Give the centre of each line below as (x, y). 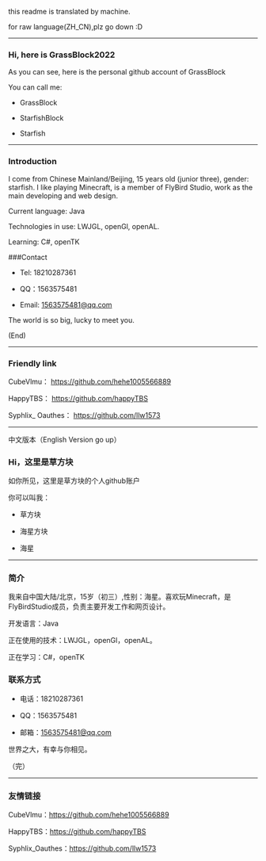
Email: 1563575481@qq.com (66, 304)
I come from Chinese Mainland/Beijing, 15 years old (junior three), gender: (129, 178)
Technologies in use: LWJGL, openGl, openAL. (84, 226)
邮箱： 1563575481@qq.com (66, 732)
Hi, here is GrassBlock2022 (62, 55)
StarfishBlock (42, 118)
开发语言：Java (34, 624)
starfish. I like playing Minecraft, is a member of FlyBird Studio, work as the (131, 187)
